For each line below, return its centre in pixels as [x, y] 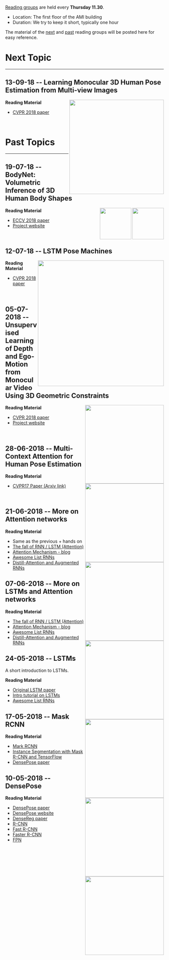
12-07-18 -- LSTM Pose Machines [59, 251]
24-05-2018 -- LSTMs [41, 658]
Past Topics [30, 142]
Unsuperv [21, 325]
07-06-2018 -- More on [43, 584]
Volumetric [23, 183]
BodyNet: [21, 175]
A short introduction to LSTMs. [37, 670]
